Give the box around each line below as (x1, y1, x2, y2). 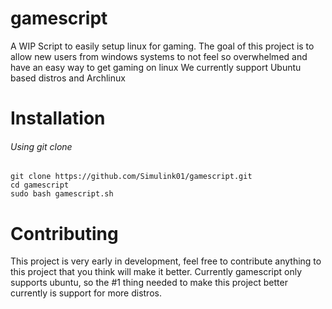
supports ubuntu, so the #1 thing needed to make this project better (10, 277, 288, 289)
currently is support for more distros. (10, 287, 162, 299)
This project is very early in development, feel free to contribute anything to (10, 255, 322, 267)
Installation (10, 107, 106, 130)
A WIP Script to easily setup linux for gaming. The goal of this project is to (10, 40, 315, 52)
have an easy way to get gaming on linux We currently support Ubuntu (10, 61, 302, 73)
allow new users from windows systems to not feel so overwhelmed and (10, 50, 308, 62)
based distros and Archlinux (10, 72, 126, 84)
